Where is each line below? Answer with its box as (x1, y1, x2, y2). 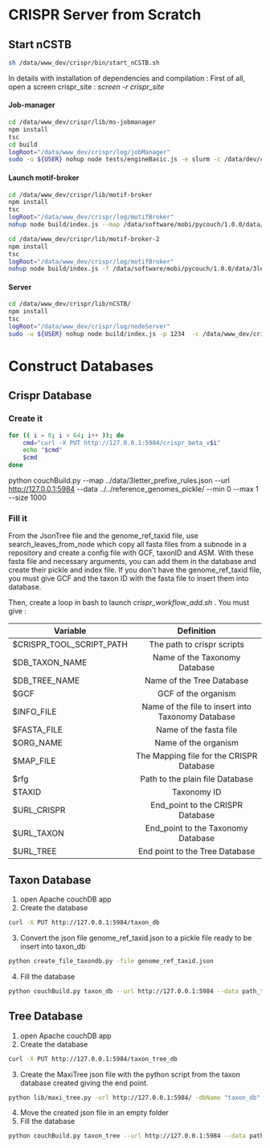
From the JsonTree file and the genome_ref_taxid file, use (8, 531, 198, 541)
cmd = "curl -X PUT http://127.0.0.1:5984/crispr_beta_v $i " (22, 439, 221, 447)
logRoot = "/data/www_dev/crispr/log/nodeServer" (8, 323, 171, 331)
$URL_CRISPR (12, 805, 66, 816)
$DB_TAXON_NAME (12, 657, 88, 668)
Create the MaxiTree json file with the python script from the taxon (19, 1069, 241, 1079)
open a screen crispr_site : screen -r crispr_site (8, 82, 165, 92)
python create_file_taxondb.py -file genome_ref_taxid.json (8, 958, 215, 966)
